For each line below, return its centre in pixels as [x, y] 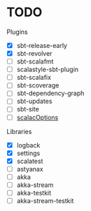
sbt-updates [34, 101]
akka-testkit [34, 193]
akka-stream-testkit [45, 201]
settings [28, 153]
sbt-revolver [34, 53]
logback [28, 145]
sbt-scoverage [38, 85]
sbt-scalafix [34, 78]
